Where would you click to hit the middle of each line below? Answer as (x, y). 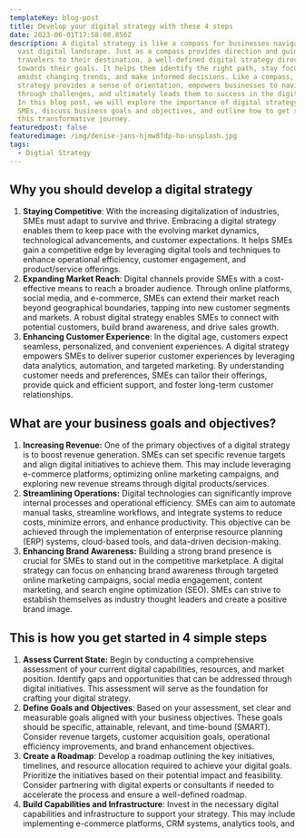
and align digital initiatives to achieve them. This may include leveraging (157, 465)
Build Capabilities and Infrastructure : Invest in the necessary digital (151, 804)
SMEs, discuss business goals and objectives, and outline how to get (154, 111)
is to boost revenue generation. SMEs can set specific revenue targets (154, 455)
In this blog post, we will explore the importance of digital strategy (158, 102)
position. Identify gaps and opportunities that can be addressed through (157, 679)
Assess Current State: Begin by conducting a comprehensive (138, 660)
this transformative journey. (74, 119)
